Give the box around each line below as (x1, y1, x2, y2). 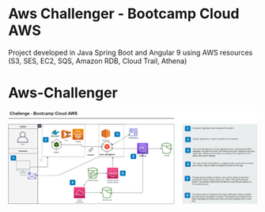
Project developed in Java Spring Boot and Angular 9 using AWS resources (8, 47, 253, 57)
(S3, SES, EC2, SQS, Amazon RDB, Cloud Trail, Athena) (8, 56, 187, 66)
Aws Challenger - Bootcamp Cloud (8, 5, 240, 23)
